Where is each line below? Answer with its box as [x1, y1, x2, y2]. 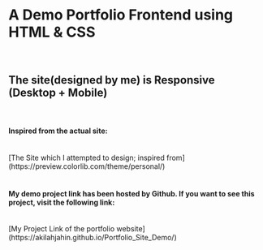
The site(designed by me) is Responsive [8, 73, 215, 87]
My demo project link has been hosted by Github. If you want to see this [8, 188, 255, 198]
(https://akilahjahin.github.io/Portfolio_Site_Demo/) [8, 233, 177, 243]
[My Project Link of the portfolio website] [8, 224, 145, 234]
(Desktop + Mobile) [8, 86, 108, 100]
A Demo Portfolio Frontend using [8, 6, 234, 24]
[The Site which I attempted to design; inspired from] [8, 153, 185, 162]
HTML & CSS [8, 23, 96, 41]
